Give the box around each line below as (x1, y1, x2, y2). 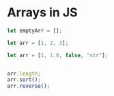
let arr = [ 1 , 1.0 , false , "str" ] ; (7, 52, 109, 59)
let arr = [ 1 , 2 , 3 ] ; (7, 39, 69, 46)
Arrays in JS (7, 5, 78, 20)
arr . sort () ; (7, 76, 41, 83)
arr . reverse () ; (7, 83, 51, 90)
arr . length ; (7, 70, 41, 77)
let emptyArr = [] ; (7, 27, 63, 34)
